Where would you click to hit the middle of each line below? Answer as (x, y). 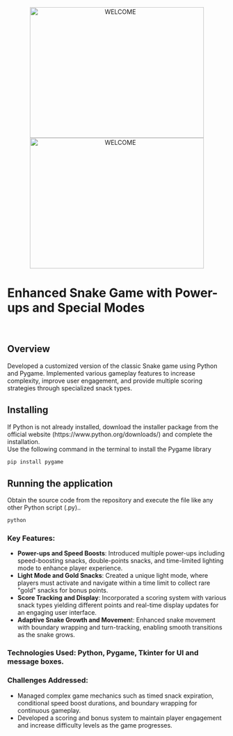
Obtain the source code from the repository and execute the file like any (110, 500)
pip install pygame (35, 462)
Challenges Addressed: (48, 680)
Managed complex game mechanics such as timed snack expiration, (115, 696)
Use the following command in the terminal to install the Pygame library (110, 449)
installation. (24, 441)
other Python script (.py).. (44, 507)
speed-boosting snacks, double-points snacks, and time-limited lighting (120, 561)
